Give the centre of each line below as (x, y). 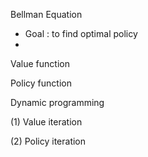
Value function (40, 63)
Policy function (41, 83)
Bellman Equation (46, 14)
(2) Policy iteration (48, 141)
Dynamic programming (57, 102)
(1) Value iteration (46, 122)
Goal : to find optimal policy (81, 33)
